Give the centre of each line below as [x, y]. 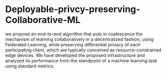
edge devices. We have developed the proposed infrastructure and [75, 55]
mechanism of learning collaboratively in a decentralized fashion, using [79, 39]
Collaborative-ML [43, 20]
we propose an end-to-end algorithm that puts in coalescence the [74, 34]
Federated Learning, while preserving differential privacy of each [73, 44]
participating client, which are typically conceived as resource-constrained [83, 50]
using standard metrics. [30, 66]
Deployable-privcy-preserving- [73, 9]
